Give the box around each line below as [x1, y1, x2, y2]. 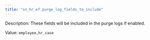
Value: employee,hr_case [5, 29, 54, 35]
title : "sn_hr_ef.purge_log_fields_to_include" [5, 7, 104, 12]
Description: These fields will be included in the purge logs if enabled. [5, 20, 145, 26]
